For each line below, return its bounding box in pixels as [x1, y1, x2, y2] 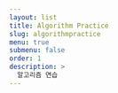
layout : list [9, 12, 58, 22]
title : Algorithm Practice [9, 21, 109, 30]
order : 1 [9, 54, 42, 63]
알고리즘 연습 [17, 71, 59, 80]
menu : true [9, 37, 50, 47]
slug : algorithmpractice [9, 29, 101, 38]
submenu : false [9, 46, 66, 55]
